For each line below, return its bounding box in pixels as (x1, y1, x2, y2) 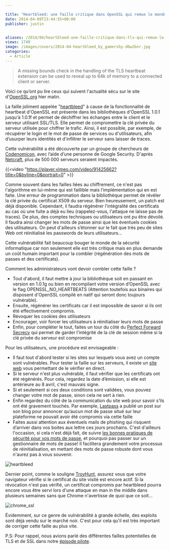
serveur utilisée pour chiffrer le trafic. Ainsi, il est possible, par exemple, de (5, 125, 162, 131)
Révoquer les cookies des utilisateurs (12, 313, 91, 319)
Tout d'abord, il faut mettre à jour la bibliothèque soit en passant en (12, 275, 153, 281)
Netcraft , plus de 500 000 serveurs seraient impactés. (5, 156, 119, 162)
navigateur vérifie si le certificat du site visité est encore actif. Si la (5, 476, 144, 482)
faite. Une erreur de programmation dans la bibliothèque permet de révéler (5, 192, 161, 198)
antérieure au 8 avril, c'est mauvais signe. (12, 381, 100, 387)
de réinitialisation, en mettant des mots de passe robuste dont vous (12, 446, 153, 452)
